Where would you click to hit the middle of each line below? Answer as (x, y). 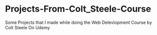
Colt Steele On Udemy (27, 27)
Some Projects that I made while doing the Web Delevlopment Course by (78, 22)
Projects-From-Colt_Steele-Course (78, 9)
